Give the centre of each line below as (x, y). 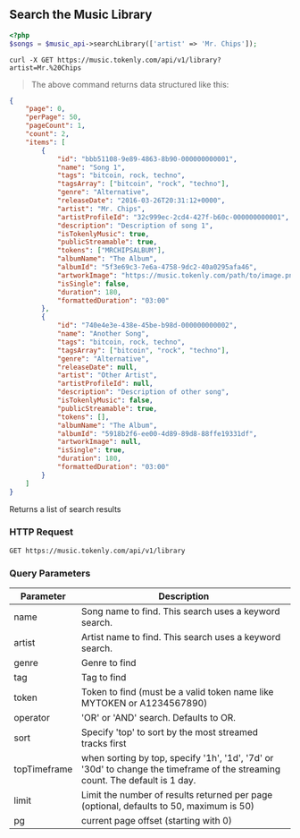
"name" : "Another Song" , (103, 334)
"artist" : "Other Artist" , (107, 375)
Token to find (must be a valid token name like (178, 692)
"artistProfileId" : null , (105, 384)
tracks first (104, 744)
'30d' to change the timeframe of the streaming (181, 769)
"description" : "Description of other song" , (143, 392)
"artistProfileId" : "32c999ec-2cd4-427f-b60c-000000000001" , (173, 217)
